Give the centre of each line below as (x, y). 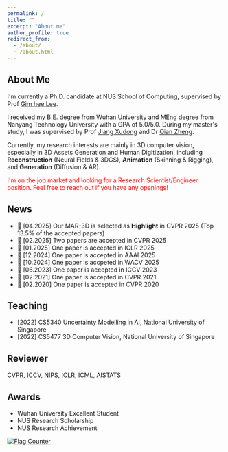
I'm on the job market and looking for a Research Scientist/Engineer (103, 180)
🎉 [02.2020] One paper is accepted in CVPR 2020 (88, 284)
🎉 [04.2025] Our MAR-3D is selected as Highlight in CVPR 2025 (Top (115, 226)
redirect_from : (29, 39)
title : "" (21, 20)
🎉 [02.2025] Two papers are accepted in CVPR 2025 (92, 240)
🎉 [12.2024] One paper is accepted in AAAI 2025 (86, 255)
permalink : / (26, 13)
